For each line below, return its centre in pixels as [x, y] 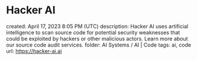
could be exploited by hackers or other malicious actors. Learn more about [97, 38]
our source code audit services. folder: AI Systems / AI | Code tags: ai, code [98, 45]
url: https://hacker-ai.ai [34, 51]
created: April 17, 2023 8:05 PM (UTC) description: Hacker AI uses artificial [97, 26]
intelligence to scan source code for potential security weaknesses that [93, 32]
